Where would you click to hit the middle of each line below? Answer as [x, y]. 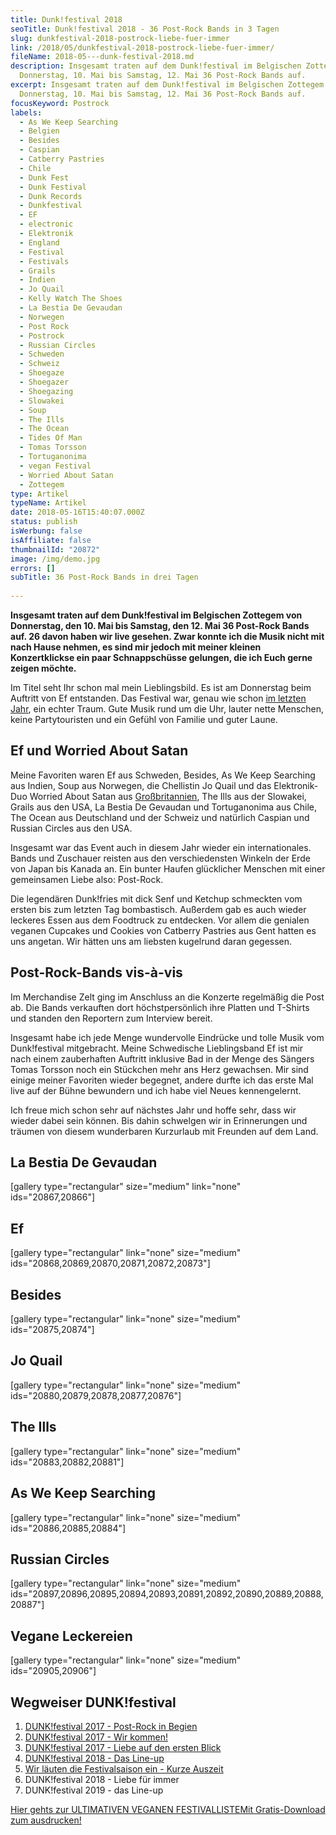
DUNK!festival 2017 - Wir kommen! [96, 1737]
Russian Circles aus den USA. [71, 828]
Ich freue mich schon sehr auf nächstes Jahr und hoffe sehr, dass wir [153, 1110]
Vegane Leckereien [71, 1636]
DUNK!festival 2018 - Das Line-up [94, 1758]
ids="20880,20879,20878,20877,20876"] [96, 1395]
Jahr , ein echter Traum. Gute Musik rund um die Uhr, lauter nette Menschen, [167, 709]
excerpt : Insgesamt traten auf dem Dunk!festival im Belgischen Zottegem [167, 85]
